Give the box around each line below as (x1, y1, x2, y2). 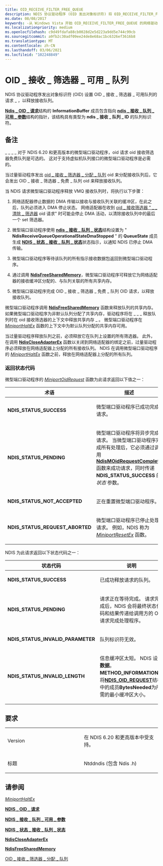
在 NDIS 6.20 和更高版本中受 (84, 734, 149, 741)
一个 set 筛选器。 (12, 217, 47, 223)
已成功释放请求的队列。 (99, 577, 154, 584)
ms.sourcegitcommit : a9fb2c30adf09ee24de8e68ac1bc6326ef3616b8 (5, 34, 136, 39)
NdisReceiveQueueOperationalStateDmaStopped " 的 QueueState (12, 233, 148, 239)
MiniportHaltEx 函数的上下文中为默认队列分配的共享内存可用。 (5, 323, 130, 329)
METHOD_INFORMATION (99, 670, 159, 676)
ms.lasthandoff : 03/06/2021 (5, 48, 62, 52)
